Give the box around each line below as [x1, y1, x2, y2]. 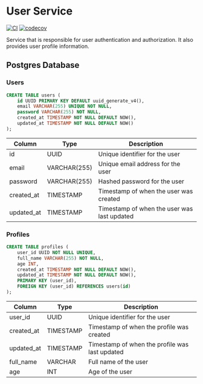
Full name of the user [88, 357, 149, 366]
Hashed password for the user [98, 177, 184, 186]
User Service [6, 4, 73, 18]
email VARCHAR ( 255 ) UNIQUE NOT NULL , [17, 103, 112, 110]
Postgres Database [6, 60, 80, 70]
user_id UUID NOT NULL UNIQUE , [17, 249, 96, 255]
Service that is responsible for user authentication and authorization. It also [6, 36, 193, 43]
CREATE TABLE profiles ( [6, 244, 69, 250]
